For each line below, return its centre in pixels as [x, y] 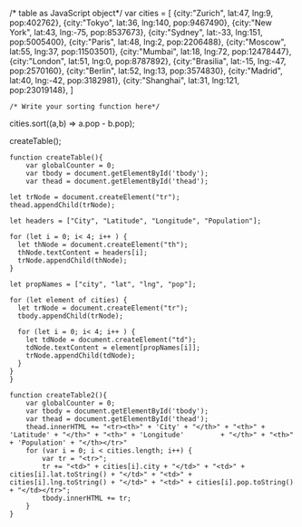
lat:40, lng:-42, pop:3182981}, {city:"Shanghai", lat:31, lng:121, [125, 80]
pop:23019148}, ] [42, 90]
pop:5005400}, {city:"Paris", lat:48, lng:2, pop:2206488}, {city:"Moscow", [148, 42]
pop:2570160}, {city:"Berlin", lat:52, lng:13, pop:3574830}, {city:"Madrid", [146, 71]
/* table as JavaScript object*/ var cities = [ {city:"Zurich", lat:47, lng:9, [141, 13]
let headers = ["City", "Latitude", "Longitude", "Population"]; [135, 221]
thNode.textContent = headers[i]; [83, 253]
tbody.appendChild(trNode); [71, 316]
